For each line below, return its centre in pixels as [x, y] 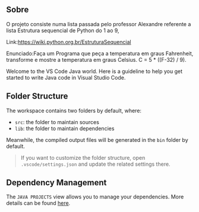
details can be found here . [38, 203]
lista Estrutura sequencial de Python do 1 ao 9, [63, 30]
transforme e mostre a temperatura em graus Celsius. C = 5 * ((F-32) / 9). [96, 59]
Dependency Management [56, 183]
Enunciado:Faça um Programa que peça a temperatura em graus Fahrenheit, [100, 53]
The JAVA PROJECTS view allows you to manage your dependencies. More [95, 197]
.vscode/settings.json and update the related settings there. [95, 164]
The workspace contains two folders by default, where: [74, 110]
